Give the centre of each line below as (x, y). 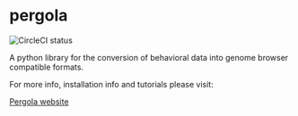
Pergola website (39, 101)
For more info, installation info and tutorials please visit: (111, 84)
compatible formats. (46, 67)
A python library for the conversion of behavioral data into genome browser (149, 57)
